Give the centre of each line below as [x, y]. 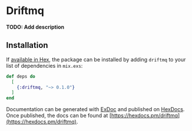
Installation [27, 45]
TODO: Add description [35, 27]
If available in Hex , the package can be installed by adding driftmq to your [96, 59]
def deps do [21, 76]
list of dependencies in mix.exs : [44, 65]
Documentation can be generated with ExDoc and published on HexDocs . [95, 109]
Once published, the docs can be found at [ [59, 116]
